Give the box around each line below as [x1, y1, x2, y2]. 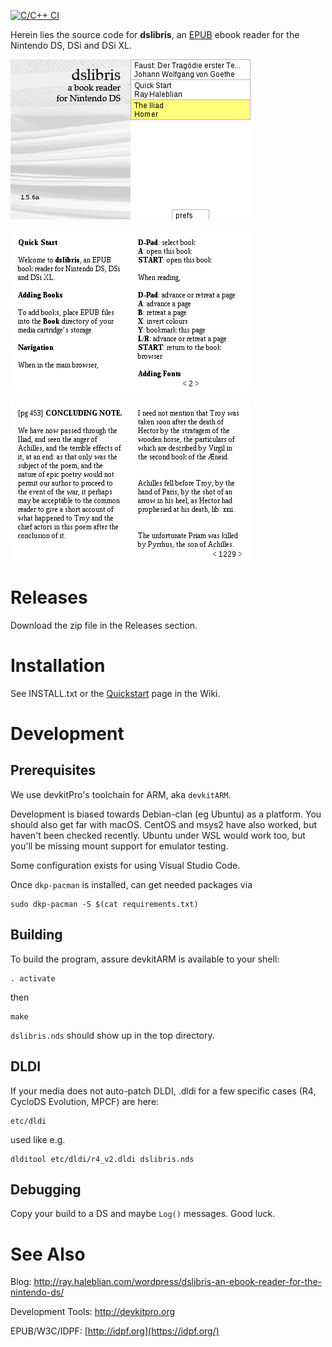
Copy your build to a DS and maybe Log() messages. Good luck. [10, 1208, 276, 1220]
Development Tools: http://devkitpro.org [10, 1306, 176, 1318]
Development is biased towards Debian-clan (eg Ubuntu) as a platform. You [10, 808, 322, 820]
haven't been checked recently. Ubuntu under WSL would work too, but [10, 829, 306, 841]
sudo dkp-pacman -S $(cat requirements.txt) [10, 899, 199, 909]
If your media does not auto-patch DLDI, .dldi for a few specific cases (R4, [10, 1085, 317, 1097]
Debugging [10, 1181, 82, 1198]
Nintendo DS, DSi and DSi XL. [10, 40, 133, 51]
